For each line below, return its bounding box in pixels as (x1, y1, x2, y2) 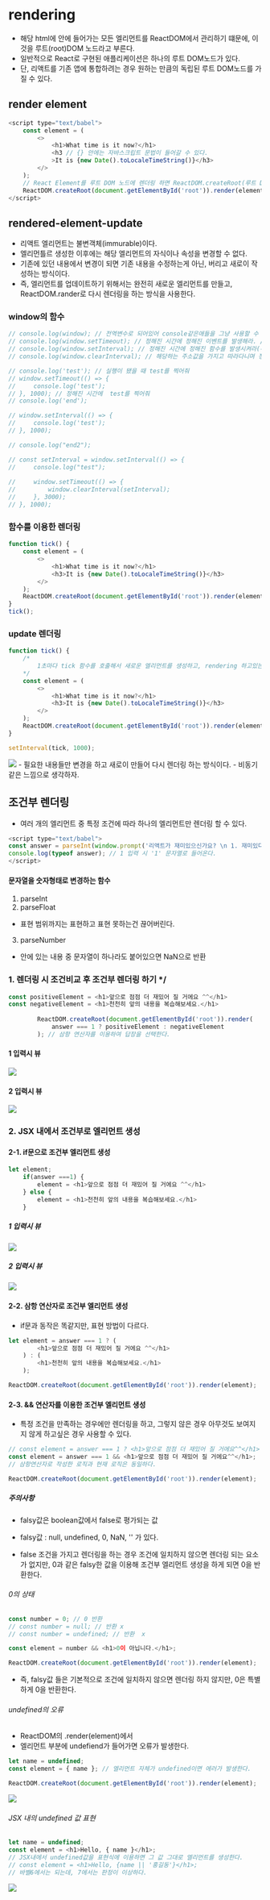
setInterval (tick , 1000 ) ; (8, 744, 95, 752)
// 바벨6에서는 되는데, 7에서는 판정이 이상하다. (8, 1869, 147, 1877)
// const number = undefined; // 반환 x (8, 1630, 146, 1638)
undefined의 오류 (8, 1704, 64, 1715)
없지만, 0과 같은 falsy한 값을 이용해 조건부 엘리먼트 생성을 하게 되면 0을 (28, 1559, 252, 1569)
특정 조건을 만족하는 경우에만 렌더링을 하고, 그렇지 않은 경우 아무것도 (19, 1419, 235, 1429)
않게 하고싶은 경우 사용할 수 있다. (28, 1429, 132, 1439)
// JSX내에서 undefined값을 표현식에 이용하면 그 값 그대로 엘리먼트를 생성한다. (8, 1853, 243, 1861)
